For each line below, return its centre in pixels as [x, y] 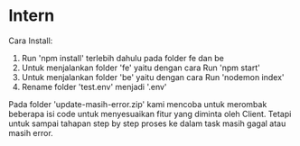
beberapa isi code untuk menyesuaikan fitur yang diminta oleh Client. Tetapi [150, 114]
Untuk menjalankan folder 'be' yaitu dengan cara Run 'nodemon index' [153, 77]
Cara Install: [31, 41]
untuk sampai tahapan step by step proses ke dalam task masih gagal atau [147, 123]
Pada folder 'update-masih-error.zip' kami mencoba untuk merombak [138, 104]
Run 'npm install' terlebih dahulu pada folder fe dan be [123, 58]
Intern [32, 16]
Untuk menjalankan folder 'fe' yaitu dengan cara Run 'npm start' [141, 68]
